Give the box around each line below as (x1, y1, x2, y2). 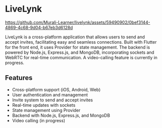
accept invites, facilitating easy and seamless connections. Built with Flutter (5, 39, 157, 45)
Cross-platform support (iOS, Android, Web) (12, 86, 101, 93)
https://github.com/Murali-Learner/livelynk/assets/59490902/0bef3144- (5, 19, 150, 25)
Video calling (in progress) (12, 117, 66, 123)
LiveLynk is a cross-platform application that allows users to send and (5, 34, 145, 40)
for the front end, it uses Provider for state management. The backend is (5, 44, 150, 50)
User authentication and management (12, 92, 88, 97)
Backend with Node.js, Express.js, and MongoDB (12, 112, 110, 118)
